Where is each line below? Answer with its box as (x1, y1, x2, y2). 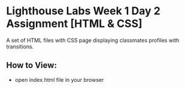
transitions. (6, 43, 34, 50)
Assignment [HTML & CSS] (6, 17, 142, 30)
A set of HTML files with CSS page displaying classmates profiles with (6, 36, 180, 44)
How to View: (6, 60, 57, 70)
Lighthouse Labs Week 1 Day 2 (6, 4, 160, 18)
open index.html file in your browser (14, 76, 104, 83)
